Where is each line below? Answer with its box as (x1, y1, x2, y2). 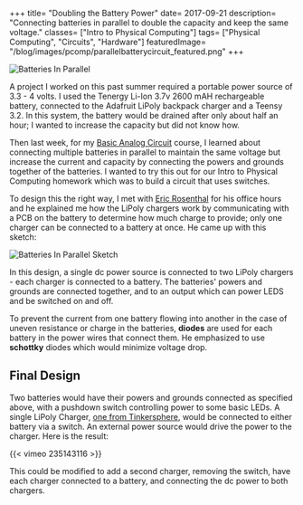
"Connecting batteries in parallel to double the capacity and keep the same (9, 17, 289, 28)
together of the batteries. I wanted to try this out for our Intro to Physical (9, 167, 279, 176)
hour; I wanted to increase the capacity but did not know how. (9, 119, 240, 130)
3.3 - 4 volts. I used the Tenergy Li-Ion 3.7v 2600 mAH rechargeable (9, 91, 265, 101)
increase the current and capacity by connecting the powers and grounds (9, 157, 285, 167)
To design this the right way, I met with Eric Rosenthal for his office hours (9, 194, 282, 204)
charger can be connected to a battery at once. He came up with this (9, 222, 267, 233)
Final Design (9, 368, 81, 384)
